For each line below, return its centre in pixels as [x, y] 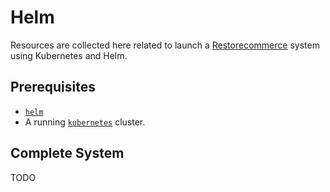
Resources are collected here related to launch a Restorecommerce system [165, 45]
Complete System [67, 153]
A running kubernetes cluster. [85, 122]
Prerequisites [53, 87]
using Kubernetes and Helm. [69, 55]
